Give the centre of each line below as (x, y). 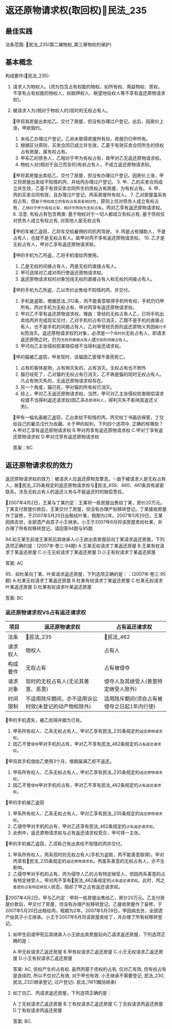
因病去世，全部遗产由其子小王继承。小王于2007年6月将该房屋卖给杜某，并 (84, 522)
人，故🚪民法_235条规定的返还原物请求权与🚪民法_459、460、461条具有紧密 (85, 485)
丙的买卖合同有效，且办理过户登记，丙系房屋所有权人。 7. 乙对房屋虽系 (87, 195)
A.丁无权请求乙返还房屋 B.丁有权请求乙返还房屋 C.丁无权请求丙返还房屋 (88, 1004)
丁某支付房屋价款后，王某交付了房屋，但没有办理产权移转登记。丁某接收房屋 (86, 509)
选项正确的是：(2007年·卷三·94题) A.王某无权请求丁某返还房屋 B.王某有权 (83, 546)
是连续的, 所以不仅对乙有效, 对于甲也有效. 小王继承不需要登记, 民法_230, (89, 975)
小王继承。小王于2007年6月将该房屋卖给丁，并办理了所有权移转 (90, 917)
